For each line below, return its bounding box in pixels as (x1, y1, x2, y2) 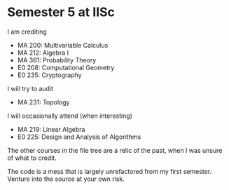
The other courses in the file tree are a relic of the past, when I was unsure (7, 146, 223, 154)
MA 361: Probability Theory (17, 55, 97, 64)
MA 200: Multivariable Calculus (17, 41, 109, 49)
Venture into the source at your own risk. (7, 175, 125, 183)
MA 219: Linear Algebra (17, 125, 85, 133)
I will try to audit (7, 84, 54, 93)
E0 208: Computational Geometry (17, 63, 115, 72)
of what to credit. (7, 154, 57, 162)
